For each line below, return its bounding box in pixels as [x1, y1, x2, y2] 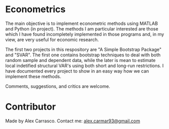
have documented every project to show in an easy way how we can [5, 68, 149, 74]
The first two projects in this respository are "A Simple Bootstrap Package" [5, 46, 162, 52]
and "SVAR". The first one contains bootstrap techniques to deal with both [5, 52, 161, 58]
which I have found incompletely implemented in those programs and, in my [5, 31, 164, 37]
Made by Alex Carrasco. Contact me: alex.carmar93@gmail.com [5, 118, 140, 124]
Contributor [5, 101, 56, 113]
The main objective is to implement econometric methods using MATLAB [5, 20, 158, 26]
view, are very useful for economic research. [5, 37, 99, 43]
